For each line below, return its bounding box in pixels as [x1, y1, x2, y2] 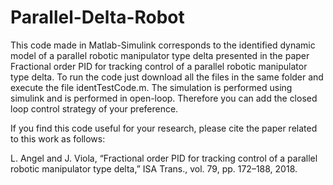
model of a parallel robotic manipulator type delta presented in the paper [10, 49, 310, 61]
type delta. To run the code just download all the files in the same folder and [10, 71, 324, 83]
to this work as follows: [10, 132, 106, 145]
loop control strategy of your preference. [10, 102, 179, 115]
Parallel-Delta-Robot [10, 6, 185, 29]
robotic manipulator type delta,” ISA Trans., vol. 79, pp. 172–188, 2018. [10, 162, 298, 175]
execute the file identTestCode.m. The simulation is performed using [10, 81, 293, 93]
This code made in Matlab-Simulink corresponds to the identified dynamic [10, 39, 316, 51]
